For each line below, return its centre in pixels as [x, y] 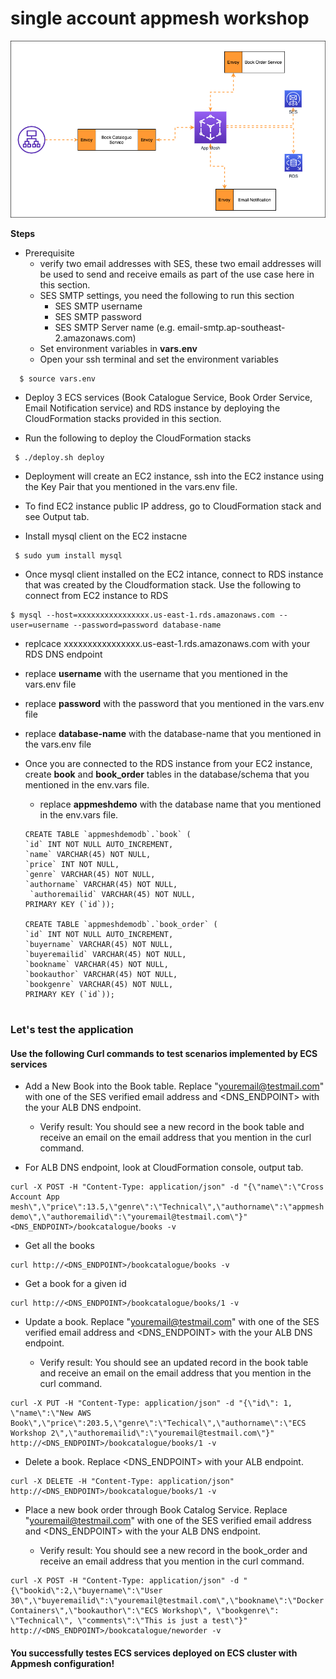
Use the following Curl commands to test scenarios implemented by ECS [164, 1053]
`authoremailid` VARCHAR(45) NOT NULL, [112, 895]
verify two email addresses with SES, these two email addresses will [180, 264]
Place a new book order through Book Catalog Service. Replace [156, 1510]
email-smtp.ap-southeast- [231, 328]
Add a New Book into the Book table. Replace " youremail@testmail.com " [174, 1086]
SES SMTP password [98, 317]
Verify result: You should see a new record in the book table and [172, 1127]
